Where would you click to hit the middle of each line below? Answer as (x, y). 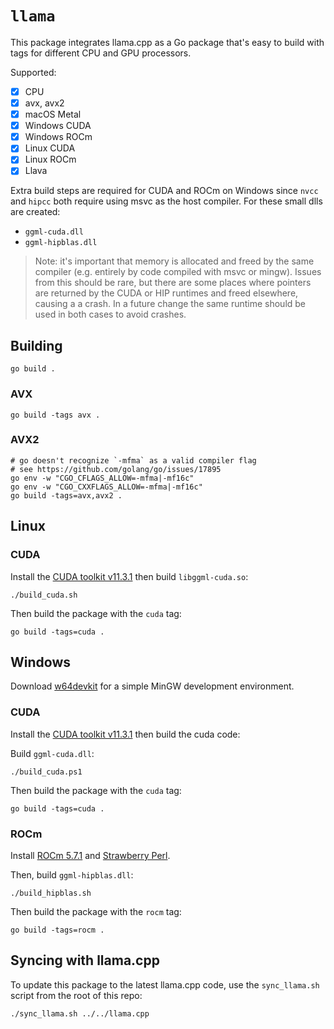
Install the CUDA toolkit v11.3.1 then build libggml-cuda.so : (129, 576)
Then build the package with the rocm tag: (96, 911)
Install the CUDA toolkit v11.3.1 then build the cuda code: (125, 734)
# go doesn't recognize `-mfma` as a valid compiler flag (133, 460)
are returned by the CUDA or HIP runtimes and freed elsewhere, (166, 293)
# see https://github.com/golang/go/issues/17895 (116, 469)
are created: (35, 212)
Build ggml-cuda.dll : (52, 753)
